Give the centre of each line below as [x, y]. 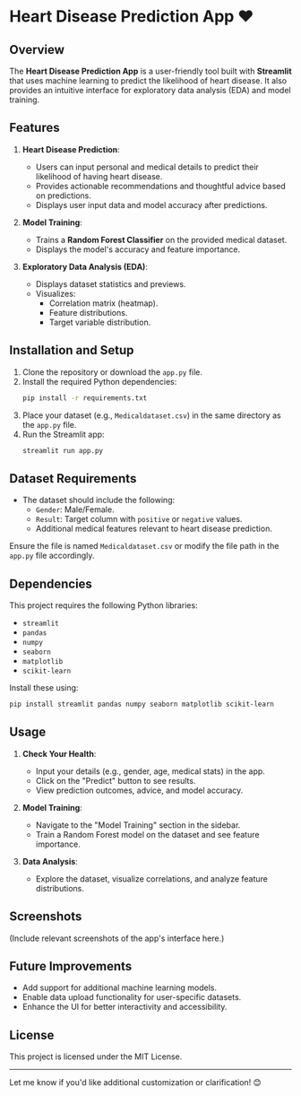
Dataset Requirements [73, 478]
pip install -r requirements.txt [85, 398]
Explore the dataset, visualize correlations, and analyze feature [152, 879]
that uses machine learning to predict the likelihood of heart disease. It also [148, 81]
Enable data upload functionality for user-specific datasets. [132, 997]
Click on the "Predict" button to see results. [116, 780]
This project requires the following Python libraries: [104, 605]
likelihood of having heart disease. [99, 176]
